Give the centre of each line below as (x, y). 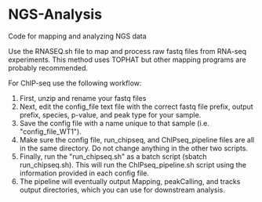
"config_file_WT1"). (51, 132)
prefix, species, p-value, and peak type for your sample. (110, 114)
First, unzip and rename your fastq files (83, 98)
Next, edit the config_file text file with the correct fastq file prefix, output (136, 106)
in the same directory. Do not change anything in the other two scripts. (134, 148)
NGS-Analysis (55, 14)
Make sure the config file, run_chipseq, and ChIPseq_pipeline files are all (137, 139)
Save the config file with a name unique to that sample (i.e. (115, 123)
